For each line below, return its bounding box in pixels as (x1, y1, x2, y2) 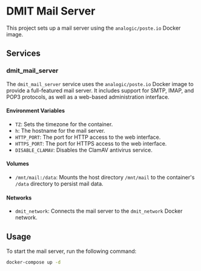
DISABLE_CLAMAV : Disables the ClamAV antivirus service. (15, 146, 153, 153)
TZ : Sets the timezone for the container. (15, 120, 113, 128)
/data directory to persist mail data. (15, 180, 104, 187)
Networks (6, 194, 32, 201)
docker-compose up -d (6, 259, 61, 266)
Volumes (6, 160, 29, 167)
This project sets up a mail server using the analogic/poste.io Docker (6, 24, 181, 32)
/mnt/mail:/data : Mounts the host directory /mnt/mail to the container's (15, 174, 195, 181)
